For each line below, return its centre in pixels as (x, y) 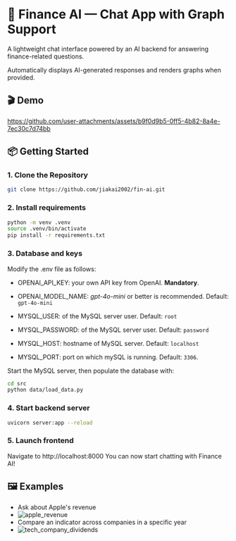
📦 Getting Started (48, 152)
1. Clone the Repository (48, 175)
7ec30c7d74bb (29, 128)
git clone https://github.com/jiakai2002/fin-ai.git (86, 189)
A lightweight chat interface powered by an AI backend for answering (108, 49)
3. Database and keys (45, 254)
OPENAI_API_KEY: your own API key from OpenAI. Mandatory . (108, 282)
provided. (21, 77)
